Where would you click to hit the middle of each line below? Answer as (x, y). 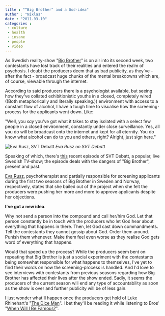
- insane (16, 37)
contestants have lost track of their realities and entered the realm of (74, 65)
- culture (17, 28)
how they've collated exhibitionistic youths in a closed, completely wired (78, 96)
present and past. (23, 166)
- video (15, 46)
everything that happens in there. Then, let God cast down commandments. (82, 226)
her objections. (20, 197)
